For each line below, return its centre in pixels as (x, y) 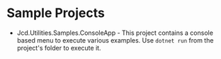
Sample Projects (56, 13)
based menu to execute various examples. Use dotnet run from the (115, 40)
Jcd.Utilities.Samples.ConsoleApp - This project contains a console (115, 33)
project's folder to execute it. (59, 48)
